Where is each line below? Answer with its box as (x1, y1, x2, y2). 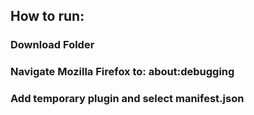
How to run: (10, 8, 85, 25)
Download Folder (10, 38, 95, 52)
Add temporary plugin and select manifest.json (10, 92, 245, 106)
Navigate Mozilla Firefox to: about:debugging (10, 65, 235, 79)
